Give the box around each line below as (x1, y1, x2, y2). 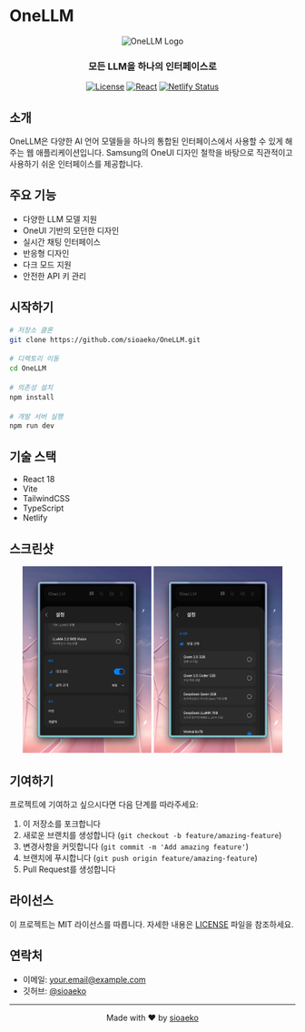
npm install (9, 392, 54, 401)
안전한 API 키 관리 (22, 270, 87, 281)
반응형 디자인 (22, 248, 70, 258)
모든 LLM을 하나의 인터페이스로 (88, 60, 217, 73)
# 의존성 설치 (9, 383, 54, 392)
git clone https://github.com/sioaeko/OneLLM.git (9, 335, 202, 344)
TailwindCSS (22, 493, 71, 504)
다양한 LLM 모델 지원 (22, 213, 98, 224)
